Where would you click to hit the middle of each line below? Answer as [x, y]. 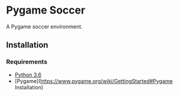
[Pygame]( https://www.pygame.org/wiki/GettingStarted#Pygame [94, 81]
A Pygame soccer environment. [44, 27]
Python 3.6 [28, 75]
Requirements [27, 62]
